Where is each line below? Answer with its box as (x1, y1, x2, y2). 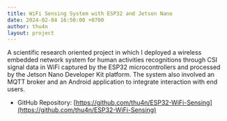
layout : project (7, 29, 54, 37)
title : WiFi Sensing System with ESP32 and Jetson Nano (7, 10, 173, 17)
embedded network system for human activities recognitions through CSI (7, 56, 218, 64)
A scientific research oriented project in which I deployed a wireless (7, 48, 202, 57)
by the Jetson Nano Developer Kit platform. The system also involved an (7, 71, 214, 79)
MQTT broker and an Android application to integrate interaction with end (7, 77, 218, 86)
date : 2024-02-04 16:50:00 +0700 (7, 17, 104, 24)
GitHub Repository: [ (17, 98, 77, 107)
